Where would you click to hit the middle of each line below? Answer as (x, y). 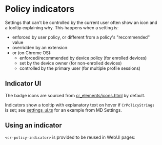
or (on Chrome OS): (32, 53)
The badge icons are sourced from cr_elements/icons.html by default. (75, 95)
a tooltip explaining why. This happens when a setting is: (62, 27)
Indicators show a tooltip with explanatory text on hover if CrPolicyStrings (80, 105)
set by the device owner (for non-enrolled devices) (71, 63)
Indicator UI (23, 84)
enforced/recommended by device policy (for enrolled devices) (83, 58)
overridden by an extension (40, 47)
